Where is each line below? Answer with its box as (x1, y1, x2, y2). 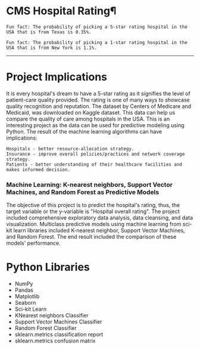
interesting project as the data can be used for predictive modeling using (6, 121, 185, 129)
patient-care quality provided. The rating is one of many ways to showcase (6, 96, 190, 103)
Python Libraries (6, 261, 90, 274)
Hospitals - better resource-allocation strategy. (6, 146, 135, 152)
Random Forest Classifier (14, 325, 77, 332)
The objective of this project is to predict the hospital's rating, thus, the (6, 202, 180, 209)
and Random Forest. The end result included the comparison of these (6, 233, 177, 240)
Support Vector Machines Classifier (14, 318, 102, 326)
